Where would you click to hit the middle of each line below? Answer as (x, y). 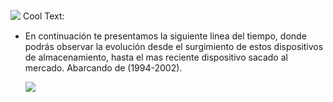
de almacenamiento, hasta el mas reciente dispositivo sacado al (156, 57)
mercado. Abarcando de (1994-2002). (103, 68)
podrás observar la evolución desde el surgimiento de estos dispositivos (174, 46)
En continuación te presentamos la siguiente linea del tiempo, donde (165, 36)
